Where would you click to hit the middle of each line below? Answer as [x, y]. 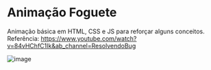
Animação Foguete [62, 13]
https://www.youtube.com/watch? [89, 38]
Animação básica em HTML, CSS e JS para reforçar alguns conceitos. [106, 31]
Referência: [23, 38]
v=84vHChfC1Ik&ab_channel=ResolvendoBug [72, 46]
